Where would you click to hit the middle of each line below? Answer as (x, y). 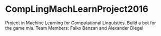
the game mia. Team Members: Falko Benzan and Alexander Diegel (74, 28)
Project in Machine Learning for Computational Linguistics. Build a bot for (81, 23)
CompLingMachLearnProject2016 (77, 9)
